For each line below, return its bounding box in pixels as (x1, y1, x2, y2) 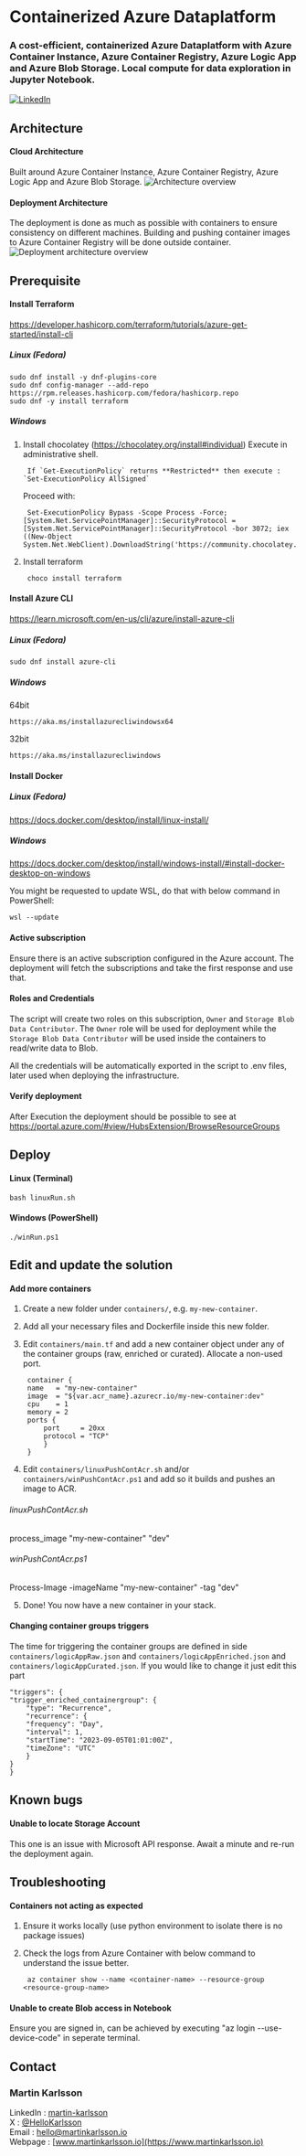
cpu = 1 (26, 1400, 69, 1409)
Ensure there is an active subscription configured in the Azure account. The (9, 953, 294, 964)
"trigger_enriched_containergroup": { (9, 1696, 157, 1705)
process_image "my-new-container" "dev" (9, 1532, 171, 1543)
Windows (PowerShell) (9, 1212, 99, 1223)
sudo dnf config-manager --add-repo (9, 380, 149, 390)
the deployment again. (9, 1848, 94, 1859)
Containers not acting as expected (9, 1900, 143, 1911)
